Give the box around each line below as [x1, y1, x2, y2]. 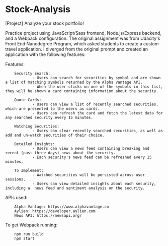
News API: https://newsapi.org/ [14, 213, 82, 218]
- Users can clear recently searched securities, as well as [32, 128, 163, 133]
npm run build [14, 231, 44, 236]
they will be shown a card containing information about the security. [5, 88, 158, 94]
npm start [14, 236, 35, 241]
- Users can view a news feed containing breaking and [32, 146, 150, 151]
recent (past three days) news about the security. [5, 150, 116, 155]
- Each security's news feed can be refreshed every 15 [32, 155, 152, 160]
